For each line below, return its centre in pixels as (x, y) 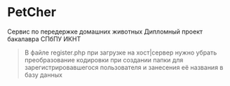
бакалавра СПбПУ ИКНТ (44, 38)
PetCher (32, 12)
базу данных (43, 75)
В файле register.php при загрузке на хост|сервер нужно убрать (121, 52)
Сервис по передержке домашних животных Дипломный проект (105, 31)
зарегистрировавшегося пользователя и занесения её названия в (124, 67)
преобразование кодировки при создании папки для (104, 59)
